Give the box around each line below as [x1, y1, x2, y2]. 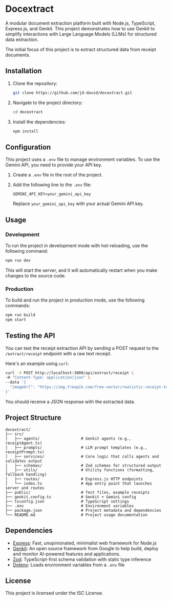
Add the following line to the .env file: [12, 182, 92, 188]
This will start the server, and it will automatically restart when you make [5, 267, 158, 273]
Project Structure [5, 413, 61, 422]
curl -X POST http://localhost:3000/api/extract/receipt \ [5, 370, 134, 375]
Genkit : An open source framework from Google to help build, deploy [12, 545, 159, 551]
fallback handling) [5, 472, 47, 477]
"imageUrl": [10, 385, 36, 390]
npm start [5, 317, 27, 322]
